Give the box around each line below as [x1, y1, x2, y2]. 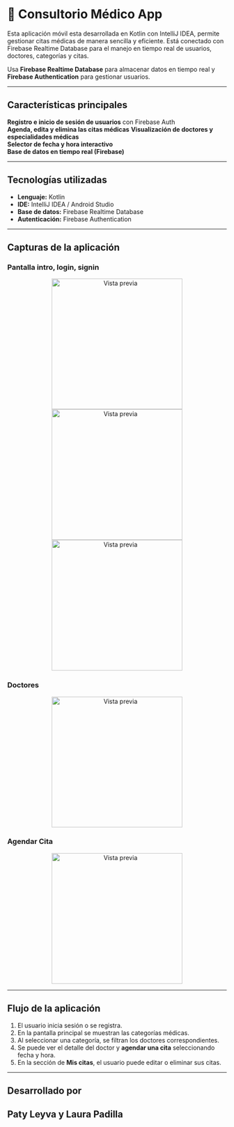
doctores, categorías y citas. [7, 52, 89, 60]
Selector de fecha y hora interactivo [7, 139, 114, 148]
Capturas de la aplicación [7, 241, 120, 253]
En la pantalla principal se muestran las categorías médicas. [17, 1028, 189, 1037]
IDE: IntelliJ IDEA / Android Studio [17, 200, 114, 208]
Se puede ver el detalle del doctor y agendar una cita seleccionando [17, 1043, 215, 1052]
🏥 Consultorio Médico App [7, 6, 162, 22]
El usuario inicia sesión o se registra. [17, 1021, 123, 1029]
